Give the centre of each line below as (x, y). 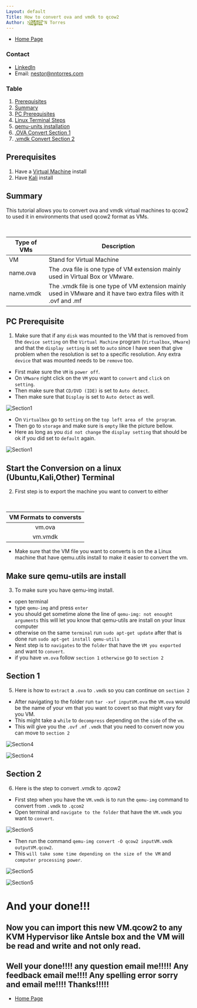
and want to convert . (40, 652)
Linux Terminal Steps (40, 120)
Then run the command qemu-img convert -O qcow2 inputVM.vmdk (94, 841)
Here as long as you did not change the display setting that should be (101, 432)
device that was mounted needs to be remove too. (74, 360)
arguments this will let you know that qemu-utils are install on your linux (100, 621)
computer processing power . (48, 859)
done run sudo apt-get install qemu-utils (67, 639)
